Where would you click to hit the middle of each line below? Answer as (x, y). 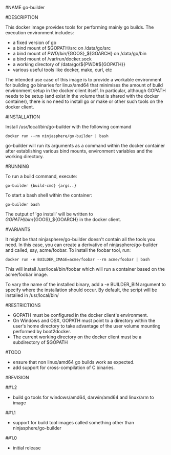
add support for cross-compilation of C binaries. (64, 367)
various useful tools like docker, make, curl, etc (62, 70)
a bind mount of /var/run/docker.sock (52, 59)
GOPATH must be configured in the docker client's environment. (80, 315)
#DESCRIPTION (22, 17)
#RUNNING (17, 166)
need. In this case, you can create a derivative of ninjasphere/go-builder (81, 245)
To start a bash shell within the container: (49, 195)
